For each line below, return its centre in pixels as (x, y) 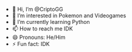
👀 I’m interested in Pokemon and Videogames (69, 16)
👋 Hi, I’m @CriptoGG (37, 9)
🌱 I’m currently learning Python (51, 22)
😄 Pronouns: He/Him (39, 37)
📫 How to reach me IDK (42, 29)
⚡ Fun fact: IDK (31, 44)
